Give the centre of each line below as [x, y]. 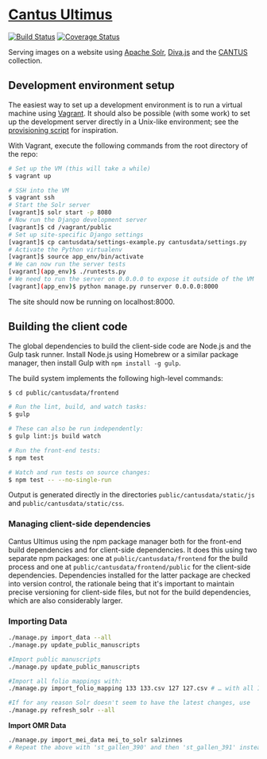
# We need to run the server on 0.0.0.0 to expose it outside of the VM [131, 279]
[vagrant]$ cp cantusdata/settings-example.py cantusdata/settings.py [128, 242]
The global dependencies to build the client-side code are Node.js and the [130, 346]
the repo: [23, 154]
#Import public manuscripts [55, 659]
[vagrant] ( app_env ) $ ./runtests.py [67, 272]
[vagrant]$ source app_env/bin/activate [76, 257]
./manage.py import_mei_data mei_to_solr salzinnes [95, 740]
